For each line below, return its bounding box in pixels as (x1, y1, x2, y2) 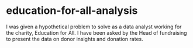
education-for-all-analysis (6, 4, 138, 17)
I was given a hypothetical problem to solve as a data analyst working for (6, 23, 182, 30)
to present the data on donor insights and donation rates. (6, 35, 143, 42)
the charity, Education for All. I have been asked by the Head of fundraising (6, 29, 187, 36)
